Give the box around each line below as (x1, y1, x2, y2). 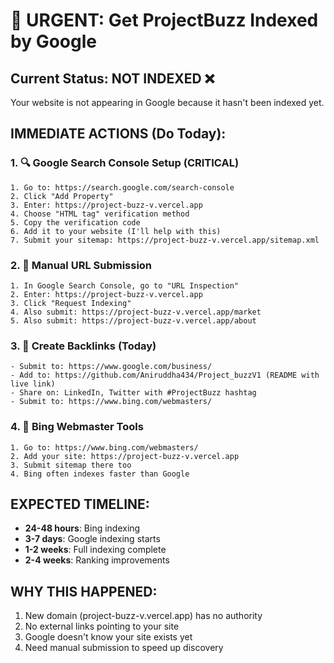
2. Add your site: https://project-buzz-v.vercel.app (10, 451, 240, 461)
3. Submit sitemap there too (10, 460, 132, 470)
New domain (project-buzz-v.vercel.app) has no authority (24, 610, 263, 622)
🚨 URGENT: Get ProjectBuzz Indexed (10, 9, 319, 32)
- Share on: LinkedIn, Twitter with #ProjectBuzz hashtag (10, 388, 257, 398)
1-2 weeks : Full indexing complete (24, 544, 167, 556)
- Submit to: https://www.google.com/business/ (10, 362, 213, 372)
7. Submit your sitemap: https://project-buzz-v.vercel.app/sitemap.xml (10, 235, 320, 245)
